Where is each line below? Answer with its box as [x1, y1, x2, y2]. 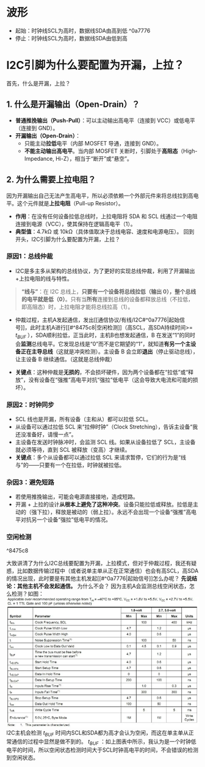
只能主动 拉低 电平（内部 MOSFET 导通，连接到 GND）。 [24, 139, 162, 147]
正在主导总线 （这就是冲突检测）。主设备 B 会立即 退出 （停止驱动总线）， [20, 348, 198, 355]
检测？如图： [11, 590, 44, 598]
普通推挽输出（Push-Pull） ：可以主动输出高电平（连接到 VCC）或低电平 [15, 117, 195, 124]
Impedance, [24, 155, 55, 162]
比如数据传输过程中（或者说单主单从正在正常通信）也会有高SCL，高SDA [16, 567, 199, 574]
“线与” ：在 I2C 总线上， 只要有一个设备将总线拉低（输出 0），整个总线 [21, 288, 196, 295]
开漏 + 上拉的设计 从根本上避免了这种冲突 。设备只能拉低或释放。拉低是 [15, 501, 193, 508]
